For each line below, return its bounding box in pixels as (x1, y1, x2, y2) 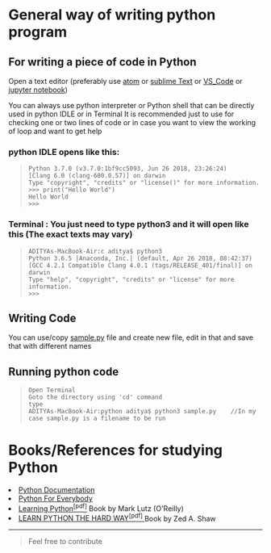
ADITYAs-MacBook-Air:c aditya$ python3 (27, 247, 163, 255)
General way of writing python (8, 6, 216, 24)
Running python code (8, 365, 119, 379)
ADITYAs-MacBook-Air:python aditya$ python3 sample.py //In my (27, 408, 256, 416)
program (8, 23, 68, 41)
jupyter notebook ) (8, 85, 69, 94)
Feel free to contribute (27, 537, 102, 547)
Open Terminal (27, 386, 76, 395)
